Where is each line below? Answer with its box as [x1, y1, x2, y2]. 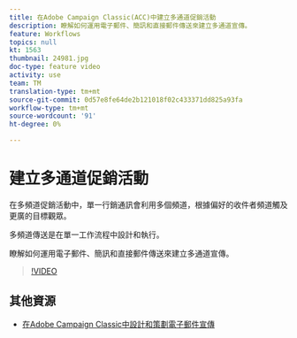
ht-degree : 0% [9, 120, 62, 129]
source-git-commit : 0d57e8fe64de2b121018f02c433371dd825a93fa [9, 95, 243, 104]
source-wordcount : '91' [9, 111, 97, 120]
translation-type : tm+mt [9, 87, 101, 96]
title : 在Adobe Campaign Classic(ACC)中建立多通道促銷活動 [9, 12, 217, 22]
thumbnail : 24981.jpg [9, 54, 89, 63]
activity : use [9, 71, 62, 80]
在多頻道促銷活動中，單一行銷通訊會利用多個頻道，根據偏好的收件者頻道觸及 [9, 199, 288, 210]
